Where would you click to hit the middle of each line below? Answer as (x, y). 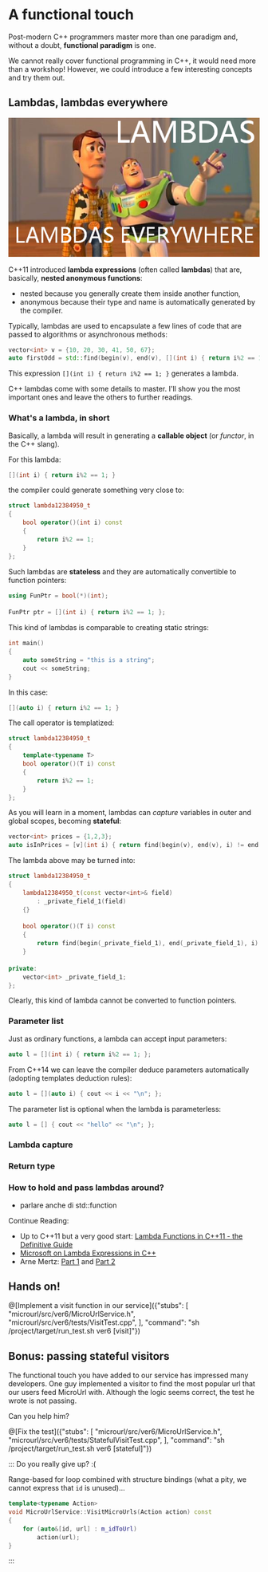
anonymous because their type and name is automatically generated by (138, 301)
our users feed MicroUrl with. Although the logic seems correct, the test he (132, 1393)
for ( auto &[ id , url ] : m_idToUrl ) (80, 1529)
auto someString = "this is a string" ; (89, 660)
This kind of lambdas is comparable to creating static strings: (108, 628)
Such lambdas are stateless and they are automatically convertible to (122, 571)
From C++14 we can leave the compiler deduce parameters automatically (129, 1070)
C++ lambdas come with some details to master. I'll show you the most (124, 389)
